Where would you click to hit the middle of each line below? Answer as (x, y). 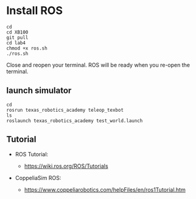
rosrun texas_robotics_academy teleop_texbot (65, 110)
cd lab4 (16, 43)
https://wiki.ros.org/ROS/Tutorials (66, 166)
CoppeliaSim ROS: (38, 178)
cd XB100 (17, 32)
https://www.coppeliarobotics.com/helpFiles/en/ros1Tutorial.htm (105, 189)
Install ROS (34, 11)
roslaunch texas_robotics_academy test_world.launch (75, 121)
